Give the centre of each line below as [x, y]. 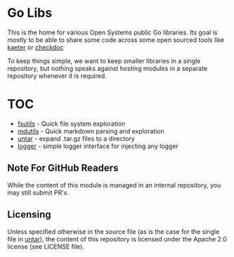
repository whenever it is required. [57, 76]
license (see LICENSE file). [46, 246]
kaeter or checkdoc [35, 47]
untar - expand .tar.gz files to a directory [76, 138]
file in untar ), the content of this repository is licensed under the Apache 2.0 [117, 239]
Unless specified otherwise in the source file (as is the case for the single [113, 231]
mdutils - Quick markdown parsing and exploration [91, 131]
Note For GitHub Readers [63, 168]
